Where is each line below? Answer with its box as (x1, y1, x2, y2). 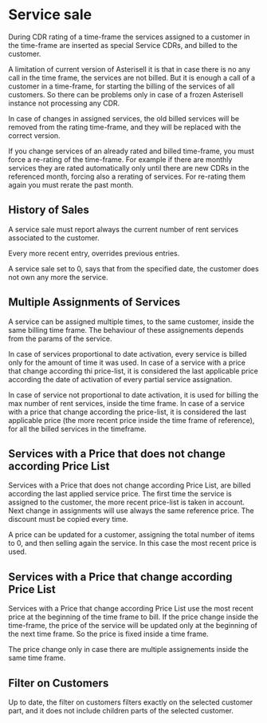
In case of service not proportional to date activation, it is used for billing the (8, 389, 259, 400)
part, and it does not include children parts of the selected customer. (8, 706, 234, 715)
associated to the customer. (8, 233, 100, 243)
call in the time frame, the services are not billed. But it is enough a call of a (8, 73, 256, 82)
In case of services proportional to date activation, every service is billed (8, 349, 247, 358)
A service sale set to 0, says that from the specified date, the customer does (8, 263, 259, 273)
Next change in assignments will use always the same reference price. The (8, 506, 255, 516)
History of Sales (8, 203, 90, 217)
